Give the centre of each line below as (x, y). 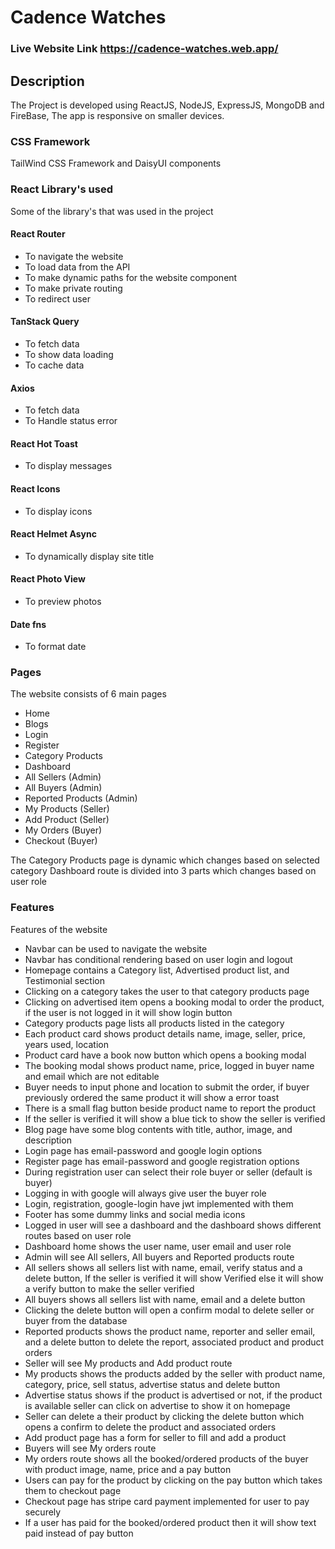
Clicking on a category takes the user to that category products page (167, 991)
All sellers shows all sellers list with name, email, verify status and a (163, 1267)
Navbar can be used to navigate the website (116, 948)
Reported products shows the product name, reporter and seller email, (170, 1331)
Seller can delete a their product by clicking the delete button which (164, 1416)
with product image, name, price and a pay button (128, 1469)
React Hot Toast (44, 443)
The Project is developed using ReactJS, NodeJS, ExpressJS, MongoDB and (167, 105)
